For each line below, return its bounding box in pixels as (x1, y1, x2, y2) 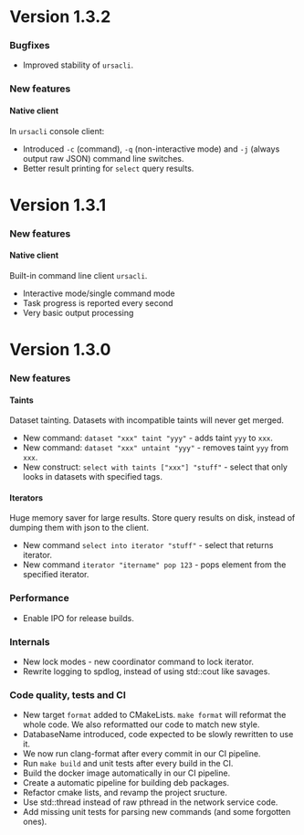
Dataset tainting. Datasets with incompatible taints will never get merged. (9, 415, 285, 426)
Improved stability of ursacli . (22, 59, 134, 70)
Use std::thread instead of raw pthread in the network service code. (22, 797, 278, 808)
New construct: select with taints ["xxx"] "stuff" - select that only (22, 461, 288, 472)
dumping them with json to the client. (9, 523, 149, 534)
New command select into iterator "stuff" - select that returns (22, 540, 274, 551)
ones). (22, 816, 47, 828)
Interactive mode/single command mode (22, 288, 175, 299)
